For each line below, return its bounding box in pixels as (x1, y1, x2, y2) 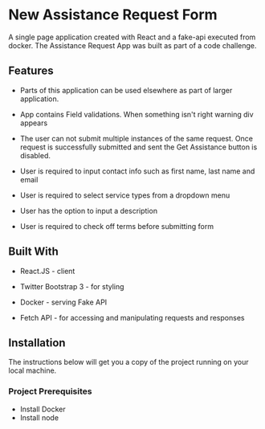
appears (19, 118, 48, 128)
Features (8, 64, 54, 78)
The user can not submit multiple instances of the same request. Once (19, 133, 253, 143)
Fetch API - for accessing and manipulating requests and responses (19, 313, 245, 322)
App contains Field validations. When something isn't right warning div (19, 109, 255, 119)
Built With (8, 245, 59, 259)
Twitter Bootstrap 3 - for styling (19, 281, 124, 291)
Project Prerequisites (8, 386, 92, 397)
